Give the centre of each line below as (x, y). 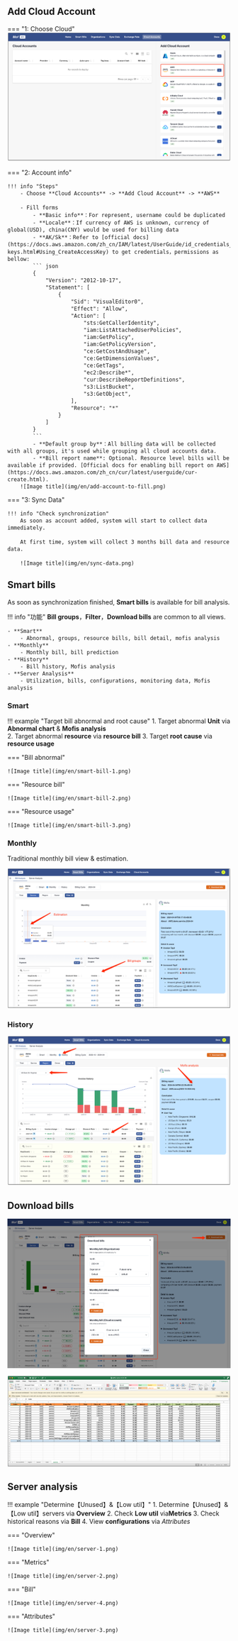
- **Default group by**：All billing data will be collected (124, 444)
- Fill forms (39, 208)
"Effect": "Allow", (100, 309)
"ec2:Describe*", (109, 372)
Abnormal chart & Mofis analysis (57, 729)
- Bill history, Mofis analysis (68, 666)
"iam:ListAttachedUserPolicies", (132, 330)
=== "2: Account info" (40, 172)
